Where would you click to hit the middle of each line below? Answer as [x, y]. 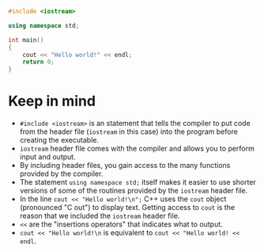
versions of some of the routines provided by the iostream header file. [134, 191]
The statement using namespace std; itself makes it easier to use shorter [138, 182]
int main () [26, 40]
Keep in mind [52, 101]
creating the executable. [59, 140]
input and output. [48, 157]
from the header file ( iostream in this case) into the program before [129, 132]
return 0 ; [39, 62]
